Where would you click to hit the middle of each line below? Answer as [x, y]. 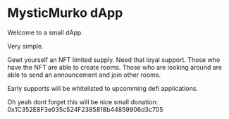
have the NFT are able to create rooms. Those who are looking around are [114, 67]
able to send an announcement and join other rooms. [84, 75]
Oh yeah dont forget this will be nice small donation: [83, 102]
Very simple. [25, 46]
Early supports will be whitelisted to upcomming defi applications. [103, 88]
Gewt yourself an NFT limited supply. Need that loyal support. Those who [114, 60]
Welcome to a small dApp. [45, 32]
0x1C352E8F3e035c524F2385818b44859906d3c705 [85, 109]
